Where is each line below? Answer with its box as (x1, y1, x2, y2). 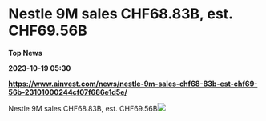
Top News (8, 48, 42, 57)
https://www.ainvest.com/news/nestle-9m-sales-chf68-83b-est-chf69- (8, 79, 258, 88)
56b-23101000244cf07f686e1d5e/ (8, 87, 128, 96)
